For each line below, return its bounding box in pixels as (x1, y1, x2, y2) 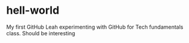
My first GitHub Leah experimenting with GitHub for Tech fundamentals (6, 23, 184, 30)
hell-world (6, 4, 60, 17)
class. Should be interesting (6, 29, 75, 36)
